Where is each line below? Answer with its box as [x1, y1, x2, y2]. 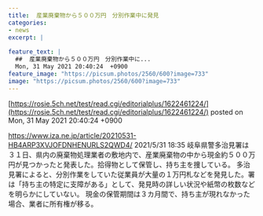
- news [8, 26, 30, 34]
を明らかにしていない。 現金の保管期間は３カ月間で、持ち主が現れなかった [8, 189, 250, 199]
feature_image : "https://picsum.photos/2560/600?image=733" [8, 70, 210, 78]
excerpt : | [8, 33, 44, 42]
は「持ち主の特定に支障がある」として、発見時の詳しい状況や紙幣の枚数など [8, 179, 255, 189]
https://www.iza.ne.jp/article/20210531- [8, 130, 137, 140]
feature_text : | [8, 48, 61, 56]
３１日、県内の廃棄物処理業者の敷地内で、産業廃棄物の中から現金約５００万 [8, 150, 256, 159]
